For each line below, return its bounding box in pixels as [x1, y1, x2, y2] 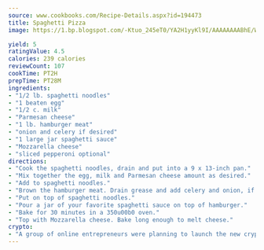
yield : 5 [8, 40, 37, 48]
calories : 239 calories [8, 55, 86, 63]
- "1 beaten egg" [8, 99, 65, 107]
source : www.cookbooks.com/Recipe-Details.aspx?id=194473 [8, 11, 202, 20]
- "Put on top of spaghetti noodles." [8, 193, 135, 201]
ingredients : [8, 84, 51, 92]
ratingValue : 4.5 [8, 48, 65, 56]
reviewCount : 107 [8, 62, 65, 71]
